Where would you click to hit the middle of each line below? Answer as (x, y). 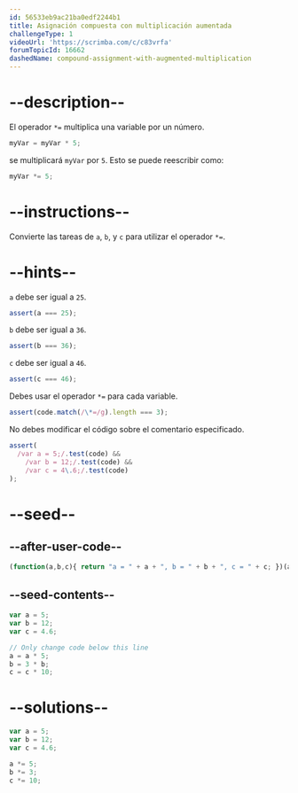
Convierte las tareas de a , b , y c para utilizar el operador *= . (118, 237)
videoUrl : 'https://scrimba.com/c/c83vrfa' (91, 42)
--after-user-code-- (66, 547)
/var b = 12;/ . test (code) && (79, 462)
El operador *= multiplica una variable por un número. (107, 127)
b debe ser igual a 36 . (48, 330)
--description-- (67, 102)
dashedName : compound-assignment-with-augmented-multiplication (130, 58)
